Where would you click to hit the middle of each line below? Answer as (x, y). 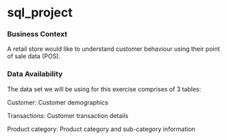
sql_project (40, 13)
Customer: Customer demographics (58, 102)
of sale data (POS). (34, 56)
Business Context (37, 34)
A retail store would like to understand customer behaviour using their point (114, 49)
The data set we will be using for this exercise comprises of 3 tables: (104, 89)
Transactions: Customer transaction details (68, 115)
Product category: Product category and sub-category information (101, 129)
